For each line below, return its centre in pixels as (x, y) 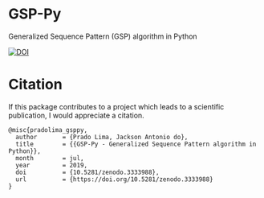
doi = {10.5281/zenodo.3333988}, (87, 172)
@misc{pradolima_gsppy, (48, 130)
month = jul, (50, 158)
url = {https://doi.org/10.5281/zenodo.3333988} (115, 179)
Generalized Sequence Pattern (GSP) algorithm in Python (103, 36)
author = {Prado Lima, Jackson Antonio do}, (102, 137)
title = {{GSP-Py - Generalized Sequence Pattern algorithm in (136, 144)
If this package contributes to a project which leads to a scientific (116, 106)
